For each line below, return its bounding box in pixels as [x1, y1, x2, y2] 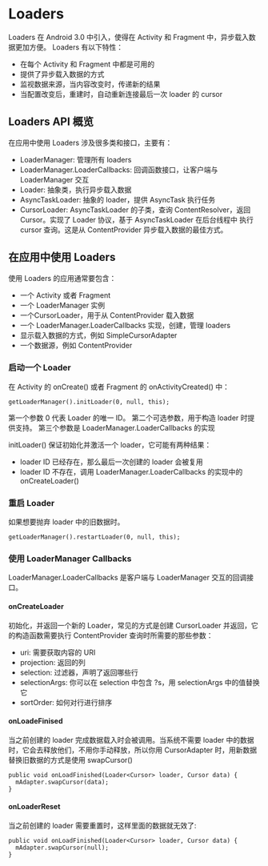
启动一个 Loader [8, 362, 71, 373]
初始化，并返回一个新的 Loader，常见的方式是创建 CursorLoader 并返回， [8, 620, 252, 630]
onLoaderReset [8, 802, 61, 812]
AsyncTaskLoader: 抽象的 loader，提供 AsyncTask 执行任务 [19, 194, 216, 204]
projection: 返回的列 [19, 657, 86, 667]
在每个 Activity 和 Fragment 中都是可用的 [19, 59, 155, 69]
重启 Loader [8, 497, 55, 508]
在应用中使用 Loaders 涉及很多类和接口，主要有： [8, 138, 173, 147]
